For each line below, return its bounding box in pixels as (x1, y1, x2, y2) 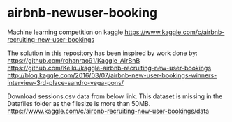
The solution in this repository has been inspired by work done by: (7, 49, 198, 57)
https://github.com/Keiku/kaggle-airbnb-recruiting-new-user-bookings (7, 63, 212, 72)
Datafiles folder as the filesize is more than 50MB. (7, 99, 151, 107)
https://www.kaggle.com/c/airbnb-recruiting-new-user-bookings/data (7, 107, 210, 115)
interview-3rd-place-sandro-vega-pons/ (7, 78, 124, 86)
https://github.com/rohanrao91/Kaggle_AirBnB (7, 56, 140, 64)
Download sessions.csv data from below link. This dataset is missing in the (7, 92, 223, 100)
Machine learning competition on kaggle (7, 28, 124, 36)
